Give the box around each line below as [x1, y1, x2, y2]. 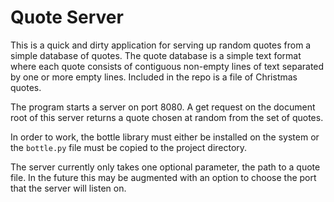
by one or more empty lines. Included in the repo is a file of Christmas [10, 71, 298, 83]
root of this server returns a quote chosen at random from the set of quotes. [10, 111, 324, 123]
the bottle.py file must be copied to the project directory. [10, 141, 248, 153]
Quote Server [10, 6, 124, 29]
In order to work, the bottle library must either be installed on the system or [10, 131, 320, 143]
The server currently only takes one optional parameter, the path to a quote [10, 161, 321, 173]
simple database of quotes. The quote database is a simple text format [10, 49, 302, 61]
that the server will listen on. [10, 182, 127, 194]
